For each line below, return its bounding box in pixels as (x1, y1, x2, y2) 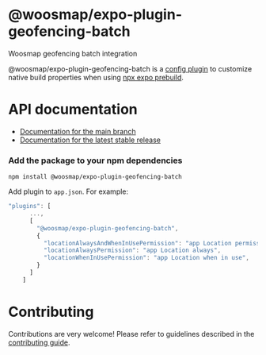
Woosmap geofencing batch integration (8, 48, 138, 58)
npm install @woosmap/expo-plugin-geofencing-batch (8, 173, 182, 181)
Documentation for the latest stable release (19, 135, 161, 145)
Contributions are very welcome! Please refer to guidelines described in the (8, 329, 255, 338)
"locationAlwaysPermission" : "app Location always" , (43, 246, 222, 255)
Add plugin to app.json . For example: (8, 187, 129, 196)
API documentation (8, 101, 139, 118)
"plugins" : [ (8, 203, 51, 210)
